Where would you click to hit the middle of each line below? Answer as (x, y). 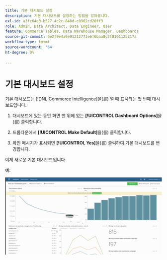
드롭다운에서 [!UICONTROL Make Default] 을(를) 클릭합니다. (72, 132)
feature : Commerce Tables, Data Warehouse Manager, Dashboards (72, 32)
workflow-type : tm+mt (28, 42)
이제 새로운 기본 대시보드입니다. (36, 160)
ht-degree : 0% (20, 52)
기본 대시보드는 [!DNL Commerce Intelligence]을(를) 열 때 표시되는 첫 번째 (78, 99)
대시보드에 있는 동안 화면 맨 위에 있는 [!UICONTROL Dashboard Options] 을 (87, 116)
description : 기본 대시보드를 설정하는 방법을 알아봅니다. (58, 16)
